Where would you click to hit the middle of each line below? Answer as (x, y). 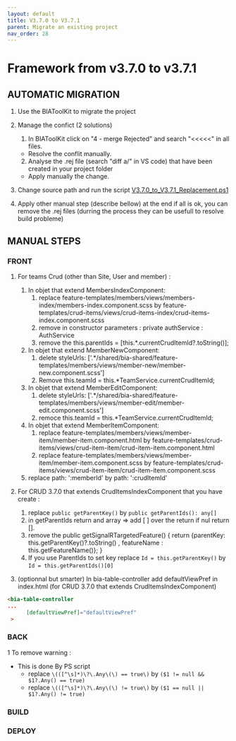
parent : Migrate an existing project (63, 27)
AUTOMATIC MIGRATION (63, 94)
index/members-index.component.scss (95, 305)
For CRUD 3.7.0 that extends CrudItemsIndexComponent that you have (120, 491)
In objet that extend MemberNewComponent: (94, 350)
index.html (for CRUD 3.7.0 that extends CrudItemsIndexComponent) (117, 586)
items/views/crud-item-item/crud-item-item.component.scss (127, 470)
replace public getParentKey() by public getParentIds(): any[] (122, 512)
